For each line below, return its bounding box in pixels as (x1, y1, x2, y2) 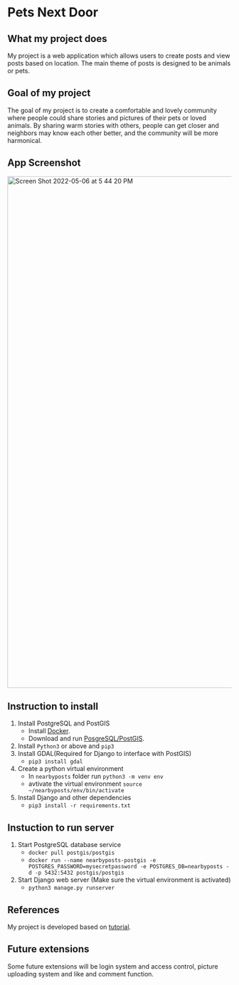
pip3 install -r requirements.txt (28, 802, 131, 809)
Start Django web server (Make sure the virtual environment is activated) (17, 875, 231, 884)
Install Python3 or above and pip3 (17, 742, 115, 750)
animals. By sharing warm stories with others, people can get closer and (7, 121, 219, 129)
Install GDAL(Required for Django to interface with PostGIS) (17, 750, 192, 758)
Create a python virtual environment (17, 765, 124, 773)
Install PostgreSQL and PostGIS (17, 719, 110, 728)
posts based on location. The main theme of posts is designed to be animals (7, 59, 231, 68)
